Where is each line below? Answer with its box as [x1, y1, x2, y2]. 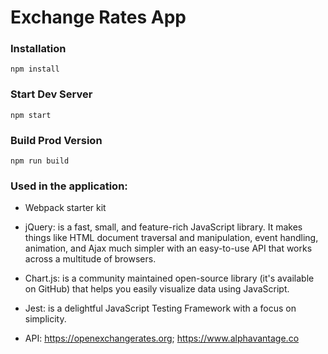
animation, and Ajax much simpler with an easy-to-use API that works [24, 242, 313, 255]
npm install [10, 64, 60, 75]
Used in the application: [10, 179, 128, 193]
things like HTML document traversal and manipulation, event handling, [24, 232, 319, 244]
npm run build [10, 156, 70, 166]
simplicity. [24, 313, 67, 325]
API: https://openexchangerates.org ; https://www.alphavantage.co [24, 332, 300, 345]
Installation [10, 42, 67, 56]
